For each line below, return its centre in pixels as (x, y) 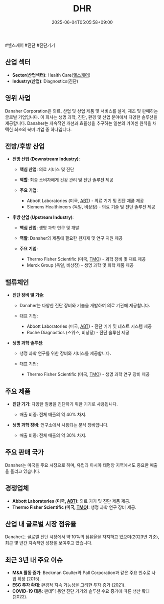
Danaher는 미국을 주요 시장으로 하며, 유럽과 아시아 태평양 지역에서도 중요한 (77, 465)
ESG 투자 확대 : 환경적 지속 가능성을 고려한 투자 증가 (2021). (69, 585)
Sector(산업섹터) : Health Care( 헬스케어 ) (51, 75)
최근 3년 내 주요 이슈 (34, 560)
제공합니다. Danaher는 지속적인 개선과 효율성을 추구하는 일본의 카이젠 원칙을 (78, 123)
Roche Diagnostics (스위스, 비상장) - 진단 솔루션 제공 (78, 333)
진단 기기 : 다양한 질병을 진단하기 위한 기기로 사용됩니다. (65, 404)
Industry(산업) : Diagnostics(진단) (45, 81)
